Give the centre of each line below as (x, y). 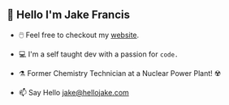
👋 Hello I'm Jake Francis (69, 15)
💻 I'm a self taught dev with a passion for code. (98, 54)
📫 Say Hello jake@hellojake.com (74, 92)
